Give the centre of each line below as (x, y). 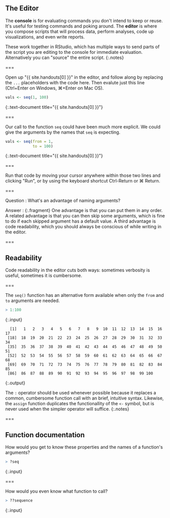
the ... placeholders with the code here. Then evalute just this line (75, 82)
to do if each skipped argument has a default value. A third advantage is (81, 221)
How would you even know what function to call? (57, 491)
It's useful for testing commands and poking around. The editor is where (81, 26)
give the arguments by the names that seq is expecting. (63, 132)
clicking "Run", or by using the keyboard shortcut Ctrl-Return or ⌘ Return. (83, 181)
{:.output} (15, 383)
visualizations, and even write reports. (45, 37)
